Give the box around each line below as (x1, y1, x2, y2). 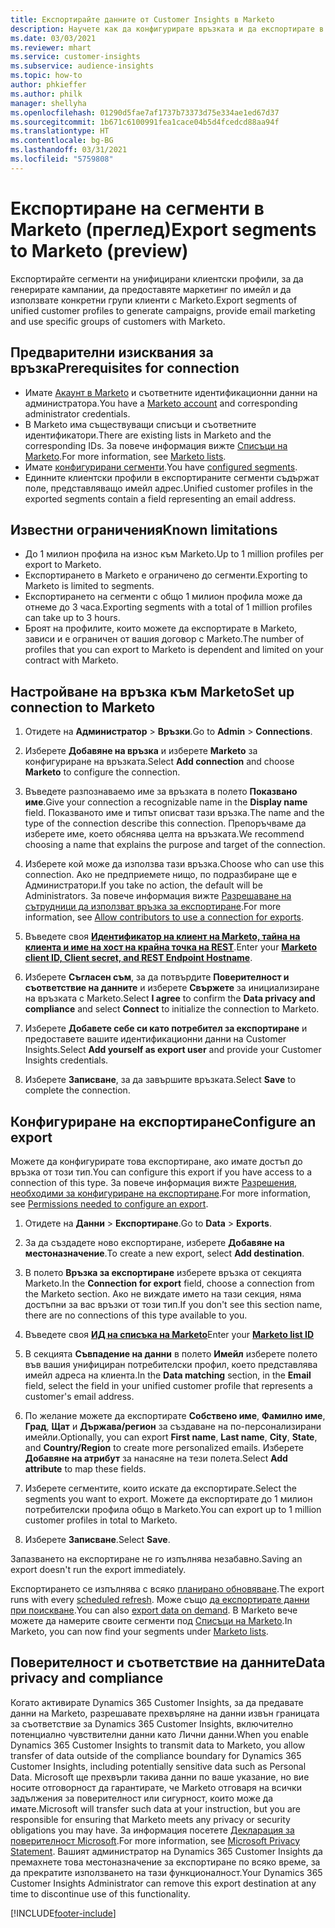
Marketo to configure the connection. (24, 766, 181, 778)
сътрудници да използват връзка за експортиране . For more (24, 901, 282, 913)
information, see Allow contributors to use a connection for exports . (24, 911, 305, 923)
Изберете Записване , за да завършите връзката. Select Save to (24, 1074, 297, 1086)
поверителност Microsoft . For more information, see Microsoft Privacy (10, 1834, 301, 1846)
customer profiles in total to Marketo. (24, 1514, 178, 1526)
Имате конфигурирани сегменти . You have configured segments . (24, 461, 298, 473)
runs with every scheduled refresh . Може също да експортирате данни (10, 1593, 310, 1605)
